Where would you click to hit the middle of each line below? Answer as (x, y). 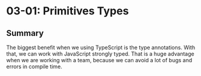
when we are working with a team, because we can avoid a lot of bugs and (99, 60)
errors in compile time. (34, 66)
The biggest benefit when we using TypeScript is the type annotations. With (101, 47)
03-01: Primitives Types (68, 11)
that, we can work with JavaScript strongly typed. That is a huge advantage (100, 54)
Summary (25, 33)
